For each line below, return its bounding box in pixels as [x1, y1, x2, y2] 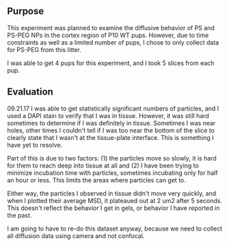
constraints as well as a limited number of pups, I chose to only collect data [7, 38, 219, 47]
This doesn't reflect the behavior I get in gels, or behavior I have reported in [7, 204, 220, 212]
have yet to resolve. [7, 141, 63, 149]
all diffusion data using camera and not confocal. [7, 231, 145, 239]
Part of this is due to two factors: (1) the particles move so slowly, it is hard [7, 154, 217, 162]
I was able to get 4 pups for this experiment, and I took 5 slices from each [7, 58, 215, 67]
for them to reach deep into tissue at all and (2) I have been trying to [7, 161, 200, 169]
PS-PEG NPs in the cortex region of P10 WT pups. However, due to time [7, 31, 209, 39]
